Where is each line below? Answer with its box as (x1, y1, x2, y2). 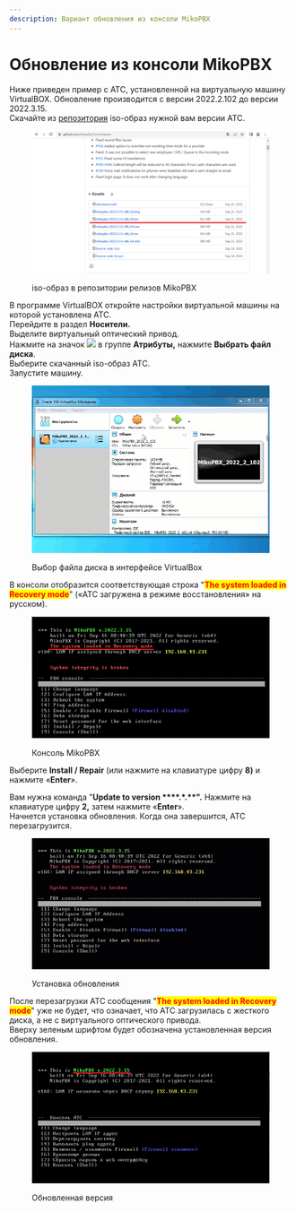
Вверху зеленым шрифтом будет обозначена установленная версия (9, 1025, 272, 1035)
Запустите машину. (9, 368, 83, 378)
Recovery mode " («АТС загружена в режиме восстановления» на (9, 588, 262, 600)
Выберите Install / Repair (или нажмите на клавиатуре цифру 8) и (9, 765, 260, 775)
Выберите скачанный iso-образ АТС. (9, 358, 151, 368)
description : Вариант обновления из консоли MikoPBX (9, 14, 211, 23)
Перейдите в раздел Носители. (9, 318, 131, 329)
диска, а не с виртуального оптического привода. (9, 1015, 202, 1026)
